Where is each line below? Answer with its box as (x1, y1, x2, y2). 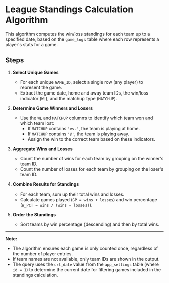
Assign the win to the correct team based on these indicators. (27, 136, 156, 142)
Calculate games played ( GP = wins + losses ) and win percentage (20, 196, 157, 202)
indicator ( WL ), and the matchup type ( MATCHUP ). (20, 95, 117, 101)
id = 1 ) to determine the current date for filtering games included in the (12, 266, 161, 272)
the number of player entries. (12, 250, 73, 257)
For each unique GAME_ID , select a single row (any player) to (20, 79, 143, 85)
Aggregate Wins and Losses (12, 146, 73, 152)
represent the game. (20, 84, 62, 90)
